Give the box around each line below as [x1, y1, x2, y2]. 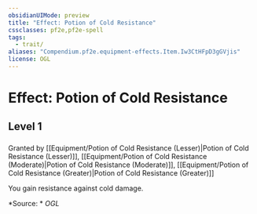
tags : [8, 33, 26, 42]
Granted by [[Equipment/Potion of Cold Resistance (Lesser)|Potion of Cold [8, 143, 249, 153]
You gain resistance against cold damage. [8, 183, 144, 193]
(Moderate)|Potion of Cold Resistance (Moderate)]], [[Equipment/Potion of [8, 160, 249, 169]
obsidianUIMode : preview [8, 11, 90, 20]
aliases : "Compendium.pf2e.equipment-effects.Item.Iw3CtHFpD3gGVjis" [8, 48, 241, 56]
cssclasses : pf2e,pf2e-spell [8, 26, 104, 34]
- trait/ [15, 41, 44, 49]
